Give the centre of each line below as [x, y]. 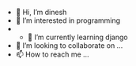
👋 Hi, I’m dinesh [41, 12]
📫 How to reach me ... [52, 54]
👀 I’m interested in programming [68, 20]
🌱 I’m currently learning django [77, 37]
